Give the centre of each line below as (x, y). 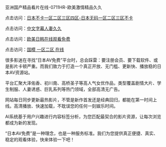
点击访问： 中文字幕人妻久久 (33, 28)
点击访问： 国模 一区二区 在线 (35, 49)
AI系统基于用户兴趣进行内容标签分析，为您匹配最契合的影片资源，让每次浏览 (83, 116)
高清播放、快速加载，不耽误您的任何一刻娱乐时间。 (66, 106)
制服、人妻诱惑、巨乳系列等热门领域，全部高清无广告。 (66, 89)
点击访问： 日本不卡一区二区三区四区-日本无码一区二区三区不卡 (69, 18)
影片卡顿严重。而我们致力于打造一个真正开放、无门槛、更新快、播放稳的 (83, 66)
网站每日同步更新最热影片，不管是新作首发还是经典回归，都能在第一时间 (79, 100)
